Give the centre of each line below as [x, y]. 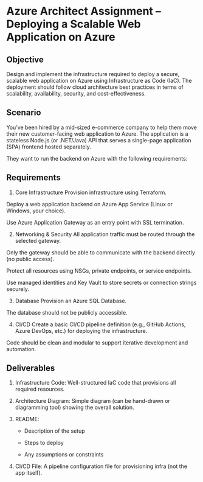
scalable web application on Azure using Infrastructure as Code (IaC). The [99, 81]
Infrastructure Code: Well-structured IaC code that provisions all [95, 383]
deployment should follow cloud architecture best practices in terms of [95, 87]
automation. [21, 349]
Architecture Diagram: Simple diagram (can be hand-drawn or [92, 401]
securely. [18, 289]
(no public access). [30, 259]
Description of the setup [54, 431]
